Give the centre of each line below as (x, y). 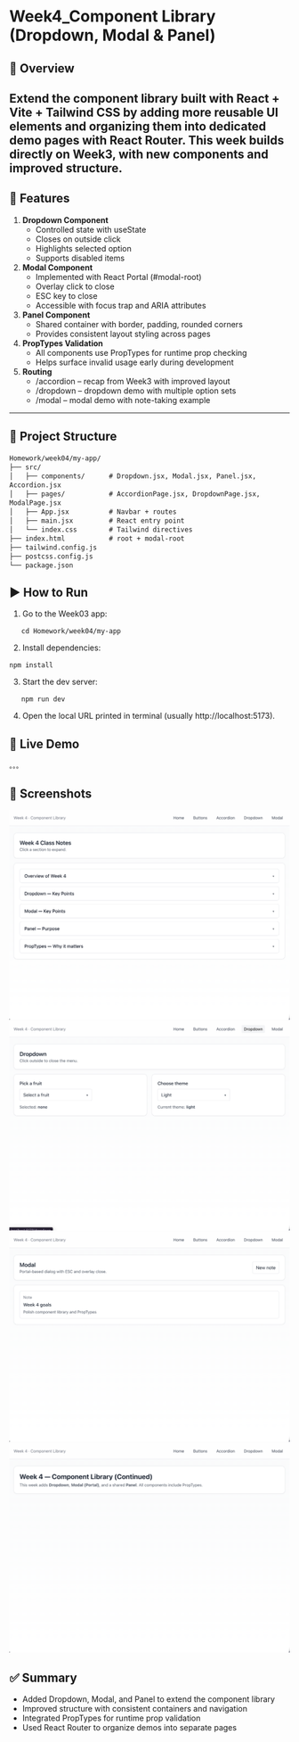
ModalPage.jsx (36, 503)
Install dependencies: (61, 648)
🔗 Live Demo (44, 743)
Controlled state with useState (91, 229)
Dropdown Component (65, 219)
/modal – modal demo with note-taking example (123, 400)
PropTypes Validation (63, 343)
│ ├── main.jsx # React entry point (97, 520)
